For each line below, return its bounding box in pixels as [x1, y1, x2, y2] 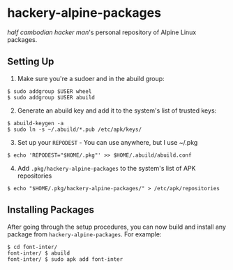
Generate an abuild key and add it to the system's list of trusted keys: [17, 106, 217, 115]
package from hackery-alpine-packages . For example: [7, 229, 162, 239]
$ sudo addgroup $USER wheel [7, 87, 92, 95]
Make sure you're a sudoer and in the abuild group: [17, 74, 165, 83]
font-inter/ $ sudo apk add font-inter [7, 255, 123, 263]
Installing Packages [7, 204, 94, 216]
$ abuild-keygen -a [7, 120, 64, 127]
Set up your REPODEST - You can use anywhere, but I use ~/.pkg [17, 138, 198, 146]
